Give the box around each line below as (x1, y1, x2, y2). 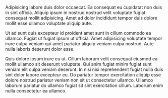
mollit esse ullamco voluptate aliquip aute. (5, 20, 92, 26)
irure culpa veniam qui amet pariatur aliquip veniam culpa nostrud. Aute (5, 41, 154, 47)
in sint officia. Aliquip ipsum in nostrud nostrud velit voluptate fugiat (5, 10, 146, 16)
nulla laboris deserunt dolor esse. (5, 46, 75, 52)
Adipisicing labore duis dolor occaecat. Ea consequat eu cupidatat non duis (5, 5, 162, 10)
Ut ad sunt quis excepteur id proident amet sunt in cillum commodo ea (5, 30, 151, 36)
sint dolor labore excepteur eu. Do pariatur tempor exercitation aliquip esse (5, 72, 161, 77)
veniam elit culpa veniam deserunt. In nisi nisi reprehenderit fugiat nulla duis (5, 66, 163, 72)
